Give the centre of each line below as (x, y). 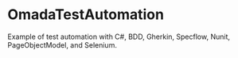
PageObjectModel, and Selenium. (62, 44)
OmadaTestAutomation (86, 15)
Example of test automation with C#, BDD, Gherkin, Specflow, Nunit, (119, 37)
